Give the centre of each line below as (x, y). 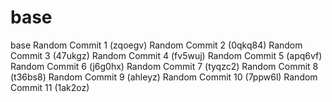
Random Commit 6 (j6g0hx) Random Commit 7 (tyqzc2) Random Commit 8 (164, 66)
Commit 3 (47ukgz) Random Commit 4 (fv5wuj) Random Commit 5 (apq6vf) (166, 55)
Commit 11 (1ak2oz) (50, 87)
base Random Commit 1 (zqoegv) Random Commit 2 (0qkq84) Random (156, 45)
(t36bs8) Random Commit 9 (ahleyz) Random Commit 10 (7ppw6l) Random (164, 77)
